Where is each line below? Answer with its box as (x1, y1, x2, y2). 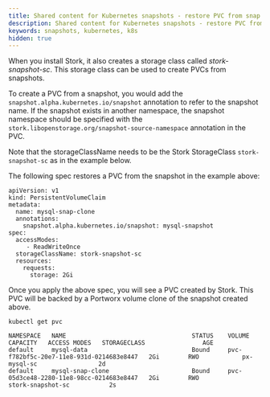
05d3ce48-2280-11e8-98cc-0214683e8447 (8, 374, 138, 383)
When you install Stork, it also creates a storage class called (8, 56, 207, 66)
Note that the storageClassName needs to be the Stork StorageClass (8, 147, 236, 157)
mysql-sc (8, 360, 38, 368)
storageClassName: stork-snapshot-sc (15, 250, 142, 258)
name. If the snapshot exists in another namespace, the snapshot (8, 106, 225, 116)
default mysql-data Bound (8, 346, 211, 354)
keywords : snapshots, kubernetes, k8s (8, 27, 138, 35)
